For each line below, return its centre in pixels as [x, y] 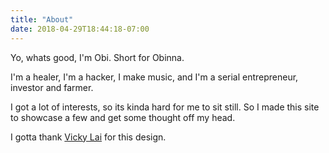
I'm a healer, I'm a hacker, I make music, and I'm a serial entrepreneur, [154, 77]
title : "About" [42, 19]
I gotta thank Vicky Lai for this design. [88, 137]
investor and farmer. [52, 87]
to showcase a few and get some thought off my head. [123, 117]
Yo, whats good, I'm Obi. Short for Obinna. [97, 57]
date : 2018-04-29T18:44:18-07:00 [80, 29]
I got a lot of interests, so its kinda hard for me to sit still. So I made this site [165, 107]
